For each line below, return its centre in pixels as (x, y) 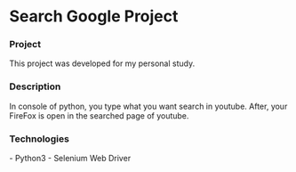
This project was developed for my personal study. (102, 63)
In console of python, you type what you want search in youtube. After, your (148, 106)
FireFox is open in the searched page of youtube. (99, 115)
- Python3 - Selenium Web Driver (70, 159)
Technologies (39, 138)
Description (35, 86)
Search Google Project (94, 16)
